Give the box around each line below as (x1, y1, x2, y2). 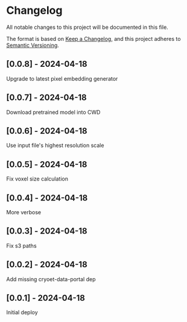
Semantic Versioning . (6, 42, 59, 49)
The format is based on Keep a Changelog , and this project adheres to (6, 35, 181, 42)
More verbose (6, 209, 41, 215)
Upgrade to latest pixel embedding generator (6, 75, 118, 82)
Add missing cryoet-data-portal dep (6, 275, 96, 283)
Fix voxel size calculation (6, 175, 68, 182)
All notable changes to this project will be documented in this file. (6, 23, 169, 31)
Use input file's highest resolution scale (6, 142, 104, 149)
